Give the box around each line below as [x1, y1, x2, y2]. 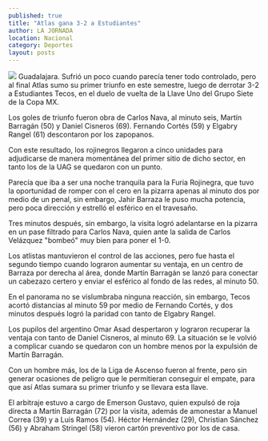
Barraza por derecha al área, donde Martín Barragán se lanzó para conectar [8, 268, 258, 277]
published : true [8, 11, 62, 20]
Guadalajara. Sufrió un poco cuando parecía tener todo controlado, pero [18, 72, 257, 81]
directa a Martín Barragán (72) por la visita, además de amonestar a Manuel [8, 407, 258, 415]
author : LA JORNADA [8, 26, 74, 34]
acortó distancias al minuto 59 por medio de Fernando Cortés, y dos [8, 300, 234, 310]
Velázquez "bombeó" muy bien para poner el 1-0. [8, 236, 171, 244]
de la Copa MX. [8, 97, 60, 106]
